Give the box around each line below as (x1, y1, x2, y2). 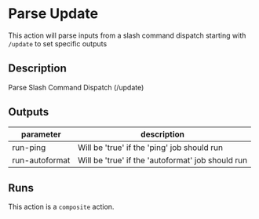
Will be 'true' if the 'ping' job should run (77, 142, 224, 153)
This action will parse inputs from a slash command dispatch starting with (8, 31, 246, 40)
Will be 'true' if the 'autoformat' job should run (77, 155, 248, 166)
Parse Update (8, 5, 99, 23)
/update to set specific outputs (8, 38, 108, 48)
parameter (20, 129, 61, 140)
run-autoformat (12, 155, 71, 166)
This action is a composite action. (8, 202, 115, 212)
